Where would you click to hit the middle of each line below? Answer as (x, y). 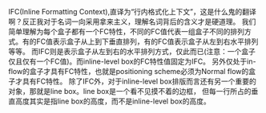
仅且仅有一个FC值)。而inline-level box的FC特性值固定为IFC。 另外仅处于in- (132, 61)
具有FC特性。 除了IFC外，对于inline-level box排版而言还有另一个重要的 (139, 81)
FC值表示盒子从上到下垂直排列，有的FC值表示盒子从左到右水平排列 (147, 41)
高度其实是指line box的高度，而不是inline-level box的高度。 (113, 101)
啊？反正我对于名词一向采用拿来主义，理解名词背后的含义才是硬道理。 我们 (132, 21)
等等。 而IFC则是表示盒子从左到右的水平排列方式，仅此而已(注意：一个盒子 (132, 51)
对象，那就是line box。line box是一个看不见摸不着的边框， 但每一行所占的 (130, 91)
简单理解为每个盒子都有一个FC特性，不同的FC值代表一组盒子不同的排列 (126, 31)
